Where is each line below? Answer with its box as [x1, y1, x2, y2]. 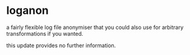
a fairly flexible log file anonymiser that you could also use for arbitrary [6, 24, 184, 31]
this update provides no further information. [6, 42, 116, 49]
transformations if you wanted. [6, 30, 83, 37]
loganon [6, 4, 49, 18]
